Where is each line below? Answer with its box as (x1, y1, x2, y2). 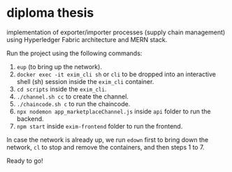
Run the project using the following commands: (6, 49, 143, 57)
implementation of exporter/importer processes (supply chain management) (6, 28, 226, 36)
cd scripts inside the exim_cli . (16, 85, 107, 93)
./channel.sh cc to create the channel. (16, 92, 129, 101)
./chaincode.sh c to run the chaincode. (16, 99, 131, 108)
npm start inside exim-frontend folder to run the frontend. (16, 122, 183, 130)
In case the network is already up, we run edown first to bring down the (6, 135, 209, 144)
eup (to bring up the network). (16, 62, 103, 71)
